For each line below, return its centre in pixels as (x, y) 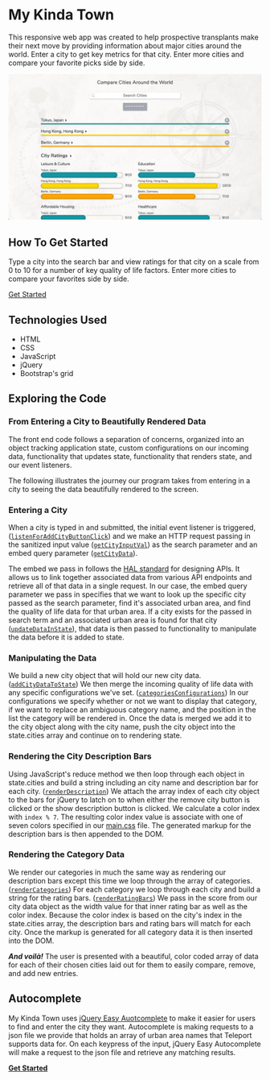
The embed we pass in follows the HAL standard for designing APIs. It (124, 569)
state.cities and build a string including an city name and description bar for (133, 782)
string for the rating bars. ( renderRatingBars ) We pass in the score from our (133, 898)
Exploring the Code (57, 399)
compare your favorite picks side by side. (77, 63)
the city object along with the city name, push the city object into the (122, 727)
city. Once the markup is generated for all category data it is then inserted (131, 932)
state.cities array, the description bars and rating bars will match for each (129, 923)
